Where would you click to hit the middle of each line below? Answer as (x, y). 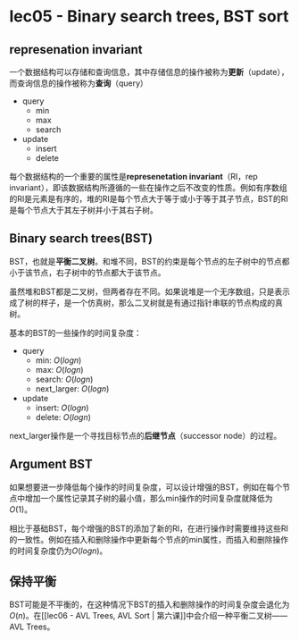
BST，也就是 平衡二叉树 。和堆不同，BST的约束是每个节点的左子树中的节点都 (149, 261)
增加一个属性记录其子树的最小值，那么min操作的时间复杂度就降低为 (149, 498)
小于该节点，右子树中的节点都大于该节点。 (87, 272)
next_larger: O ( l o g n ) (72, 388)
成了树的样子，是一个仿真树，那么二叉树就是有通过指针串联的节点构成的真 (146, 302)
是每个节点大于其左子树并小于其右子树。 (83, 210)
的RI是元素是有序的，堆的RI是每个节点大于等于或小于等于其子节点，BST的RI (149, 199)
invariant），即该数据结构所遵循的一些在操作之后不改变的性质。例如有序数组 (148, 188)
